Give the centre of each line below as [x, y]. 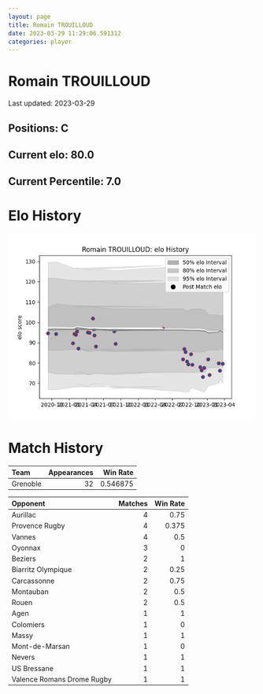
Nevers [23, 657]
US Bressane [32, 668]
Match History [56, 448]
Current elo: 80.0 [51, 155]
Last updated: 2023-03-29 [52, 103]
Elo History [45, 215]
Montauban [30, 592]
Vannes [24, 536]
